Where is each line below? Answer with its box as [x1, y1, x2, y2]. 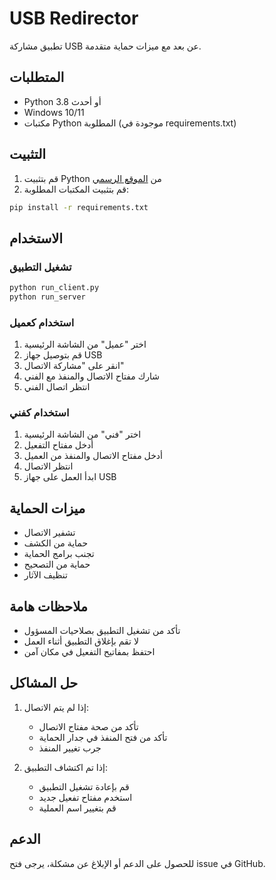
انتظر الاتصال [23, 460, 74, 472]
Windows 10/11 [23, 106, 85, 118]
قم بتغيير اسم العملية [38, 802, 117, 814]
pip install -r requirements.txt [9, 202, 149, 212]
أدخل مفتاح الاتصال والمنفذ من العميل [23, 450, 163, 462]
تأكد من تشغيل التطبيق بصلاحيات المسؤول [23, 625, 181, 637]
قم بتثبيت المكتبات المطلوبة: [23, 183, 130, 195]
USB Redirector [9, 7, 139, 30]
